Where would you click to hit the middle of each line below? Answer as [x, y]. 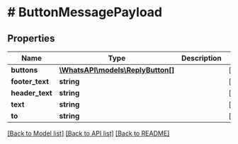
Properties [31, 38]
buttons [24, 70]
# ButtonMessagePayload [85, 12]
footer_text [30, 82]
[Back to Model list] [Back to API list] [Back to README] [89, 133]
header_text [32, 93]
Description [201, 58]
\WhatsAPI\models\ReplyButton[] [117, 70]
